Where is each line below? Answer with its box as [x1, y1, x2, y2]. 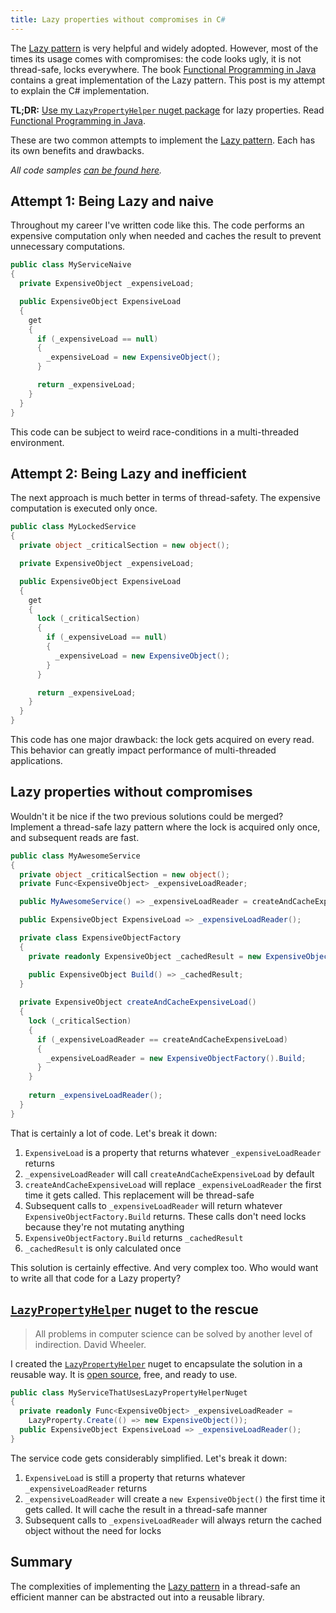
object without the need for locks [24, 1524, 162, 1536]
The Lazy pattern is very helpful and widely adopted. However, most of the [10, 42, 319, 54]
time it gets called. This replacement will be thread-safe [24, 1189, 255, 1201]
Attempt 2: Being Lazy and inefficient [10, 465, 247, 482]
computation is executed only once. [10, 502, 158, 515]
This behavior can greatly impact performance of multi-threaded [10, 744, 277, 756]
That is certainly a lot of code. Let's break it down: [10, 1127, 218, 1139]
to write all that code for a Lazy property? [10, 1272, 182, 1284]
